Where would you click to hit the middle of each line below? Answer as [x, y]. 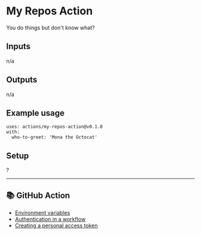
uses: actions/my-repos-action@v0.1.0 [54, 127]
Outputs [22, 80]
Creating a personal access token [56, 225]
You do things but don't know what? [51, 28]
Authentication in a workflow [50, 219]
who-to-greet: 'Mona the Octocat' [54, 137]
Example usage [35, 113]
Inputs [19, 46]
